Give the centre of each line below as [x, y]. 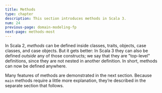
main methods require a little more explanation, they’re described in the [75, 80]
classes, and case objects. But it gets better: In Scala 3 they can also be [77, 51]
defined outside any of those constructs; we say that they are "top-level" [78, 56]
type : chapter [19, 14]
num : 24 [13, 23]
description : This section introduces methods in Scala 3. [66, 18]
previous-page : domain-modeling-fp [41, 27]
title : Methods [20, 9]
